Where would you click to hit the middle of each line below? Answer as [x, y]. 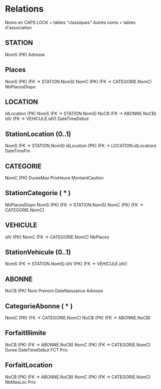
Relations [24, 9]
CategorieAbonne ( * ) [39, 306]
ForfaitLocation [29, 365]
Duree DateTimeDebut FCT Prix [36, 350]
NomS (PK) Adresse [25, 54]
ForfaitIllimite [25, 333]
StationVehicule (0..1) [38, 252]
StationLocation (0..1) [38, 134]
